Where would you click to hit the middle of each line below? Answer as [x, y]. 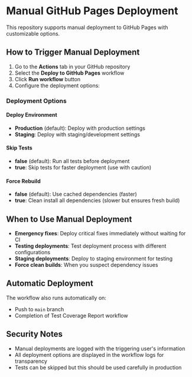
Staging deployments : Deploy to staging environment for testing [94, 258]
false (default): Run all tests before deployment [72, 161]
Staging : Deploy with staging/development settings [77, 134]
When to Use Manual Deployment [69, 219]
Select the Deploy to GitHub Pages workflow [69, 73]
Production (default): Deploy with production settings [80, 128]
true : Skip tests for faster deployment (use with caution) [83, 168]
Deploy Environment [32, 115]
